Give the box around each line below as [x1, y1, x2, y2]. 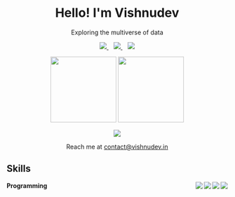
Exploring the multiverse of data [70, 28, 164, 36]
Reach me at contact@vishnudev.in [65, 142, 169, 151]
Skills [6, 163, 31, 175]
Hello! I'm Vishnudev [55, 5, 180, 21]
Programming [6, 181, 48, 190]
